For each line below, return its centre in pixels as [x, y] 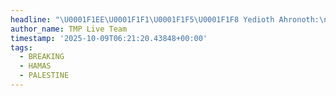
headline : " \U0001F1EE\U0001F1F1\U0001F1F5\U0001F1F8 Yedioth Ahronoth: [165, 19]
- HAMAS [35, 66]
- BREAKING [42, 57]
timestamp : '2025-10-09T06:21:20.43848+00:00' [109, 38]
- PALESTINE [44, 76]
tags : [21, 47]
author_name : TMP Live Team [69, 29]
